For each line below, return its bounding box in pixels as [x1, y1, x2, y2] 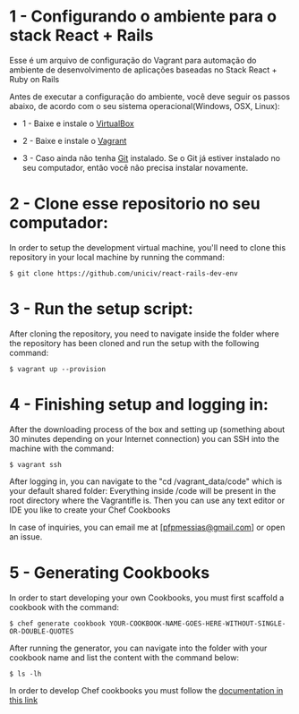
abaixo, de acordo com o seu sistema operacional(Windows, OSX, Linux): [9, 100, 280, 111]
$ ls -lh [9, 669, 42, 678]
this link [9, 694, 38, 705]
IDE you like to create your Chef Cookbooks [9, 504, 171, 515]
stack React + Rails [9, 25, 154, 46]
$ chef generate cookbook [9, 619, 106, 628]
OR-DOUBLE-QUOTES [9, 626, 74, 636]
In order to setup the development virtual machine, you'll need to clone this [9, 242, 286, 252]
